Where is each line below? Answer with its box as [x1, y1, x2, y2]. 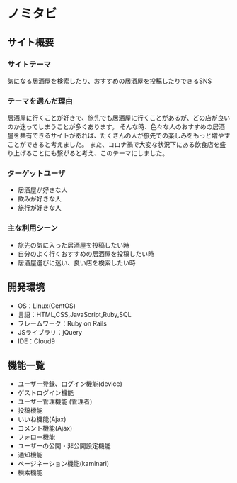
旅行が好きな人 [17, 204, 62, 212]
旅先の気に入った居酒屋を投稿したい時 [17, 240, 129, 249]
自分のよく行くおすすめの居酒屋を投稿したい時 [17, 249, 154, 258]
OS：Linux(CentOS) [17, 301, 76, 310]
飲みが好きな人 [17, 195, 62, 204]
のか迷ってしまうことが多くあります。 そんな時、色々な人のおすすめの [7, 123, 213, 131]
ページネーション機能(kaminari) [17, 460, 110, 468]
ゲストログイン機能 [17, 389, 74, 397]
